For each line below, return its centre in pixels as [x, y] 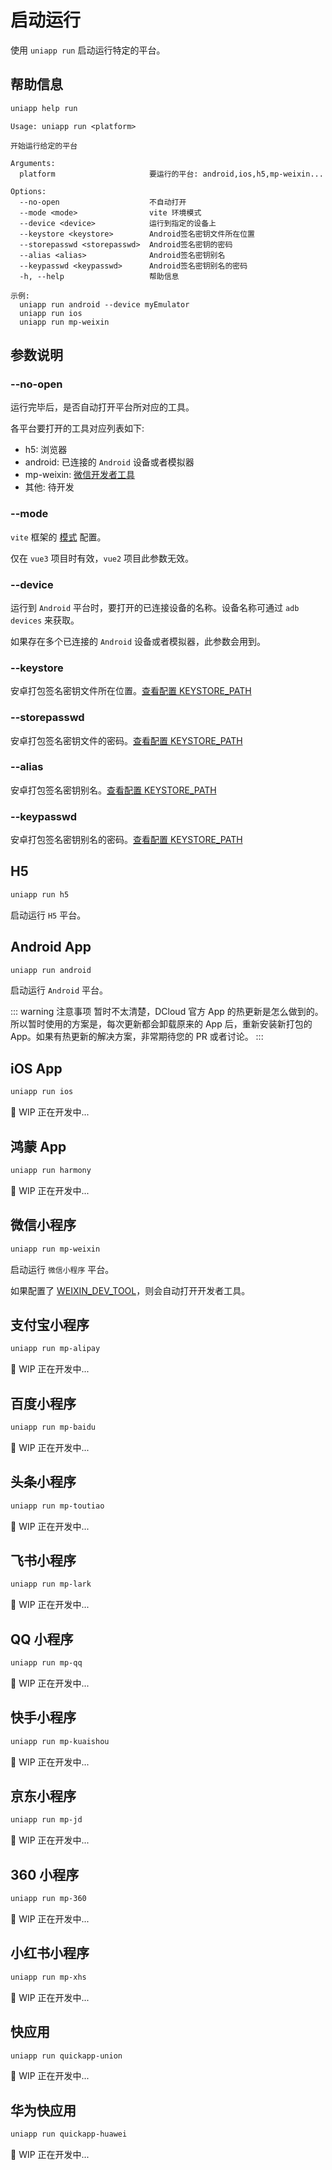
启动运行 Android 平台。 [59, 990]
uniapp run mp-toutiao [57, 1506]
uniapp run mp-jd [46, 1820]
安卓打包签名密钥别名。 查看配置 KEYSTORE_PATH [113, 790]
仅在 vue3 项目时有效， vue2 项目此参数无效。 [102, 558]
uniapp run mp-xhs [48, 1977]
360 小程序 [45, 1874]
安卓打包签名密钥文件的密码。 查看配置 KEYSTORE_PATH [126, 740]
